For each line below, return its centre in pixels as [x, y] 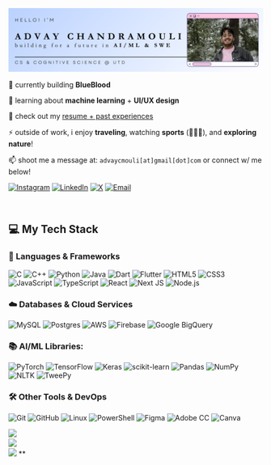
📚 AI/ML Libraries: [46, 346]
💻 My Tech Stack [53, 229]
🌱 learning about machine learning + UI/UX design [94, 100]
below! [19, 171]
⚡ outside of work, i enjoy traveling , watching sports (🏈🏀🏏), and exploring [133, 132]
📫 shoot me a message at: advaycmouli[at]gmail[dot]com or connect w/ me [135, 160]
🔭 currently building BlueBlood [59, 85]
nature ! [21, 144]
